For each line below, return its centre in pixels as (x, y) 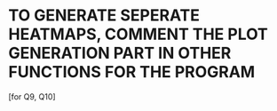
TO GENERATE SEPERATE (104, 16)
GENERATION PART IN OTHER (120, 53)
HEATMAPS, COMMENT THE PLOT (138, 34)
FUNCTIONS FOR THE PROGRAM (132, 72)
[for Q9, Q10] (32, 96)
